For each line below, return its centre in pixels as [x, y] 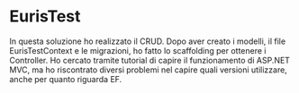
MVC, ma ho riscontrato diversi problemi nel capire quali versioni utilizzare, [149, 70]
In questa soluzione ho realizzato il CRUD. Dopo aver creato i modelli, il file [148, 41]
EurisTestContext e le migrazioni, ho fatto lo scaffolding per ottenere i [138, 50]
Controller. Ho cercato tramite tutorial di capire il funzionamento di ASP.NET [150, 60]
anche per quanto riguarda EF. [66, 79]
